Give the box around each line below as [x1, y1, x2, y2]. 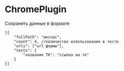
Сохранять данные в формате [5, 20, 70, 26]
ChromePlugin [5, 4, 67, 15]
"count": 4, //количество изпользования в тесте [14, 39, 119, 44]
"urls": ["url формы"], [14, 43, 65, 49]
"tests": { [14, 48, 37, 53]
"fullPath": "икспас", [14, 34, 62, 40]
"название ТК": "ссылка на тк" [23, 52, 89, 57]
